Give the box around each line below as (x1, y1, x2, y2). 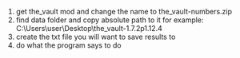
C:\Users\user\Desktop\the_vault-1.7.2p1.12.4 (15, 24, 162, 33)
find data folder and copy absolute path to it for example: (15, 15, 204, 25)
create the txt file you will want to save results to (15, 32, 176, 41)
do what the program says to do (15, 41, 122, 50)
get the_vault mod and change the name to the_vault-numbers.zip (15, 7, 233, 16)
